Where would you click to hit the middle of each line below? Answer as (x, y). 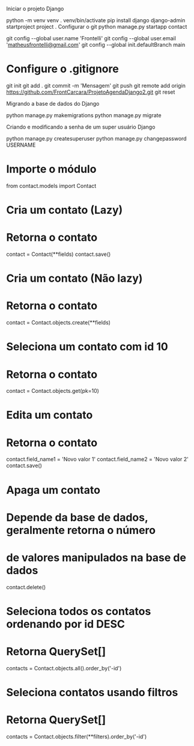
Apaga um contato (53, 490)
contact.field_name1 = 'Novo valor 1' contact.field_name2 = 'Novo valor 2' (98, 459)
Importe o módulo (51, 169)
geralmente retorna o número (81, 530)
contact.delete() (26, 587)
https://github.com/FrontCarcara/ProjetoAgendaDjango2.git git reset (91, 92)
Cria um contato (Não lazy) (74, 278)
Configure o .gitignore (62, 69)
